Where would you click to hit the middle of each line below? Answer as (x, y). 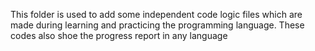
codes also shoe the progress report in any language (119, 35)
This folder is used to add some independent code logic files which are (156, 14)
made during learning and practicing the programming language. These (157, 25)
